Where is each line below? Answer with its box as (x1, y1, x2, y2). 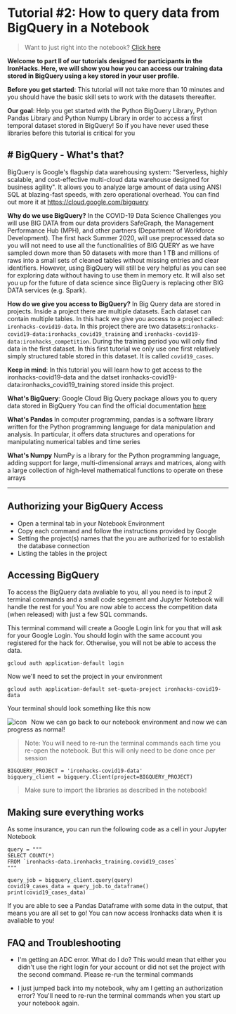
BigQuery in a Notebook (7, 20, 150, 36)
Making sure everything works (7, 806, 145, 818)
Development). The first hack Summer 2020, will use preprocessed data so (7, 233, 225, 242)
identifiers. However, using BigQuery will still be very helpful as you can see (7, 264, 227, 272)
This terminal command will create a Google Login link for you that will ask (7, 624, 223, 632)
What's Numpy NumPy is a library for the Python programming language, (7, 451, 221, 460)
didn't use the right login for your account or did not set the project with (17, 963, 225, 971)
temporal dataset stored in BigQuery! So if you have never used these (7, 121, 209, 129)
